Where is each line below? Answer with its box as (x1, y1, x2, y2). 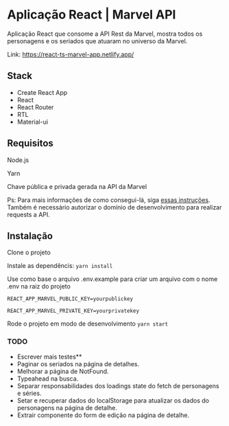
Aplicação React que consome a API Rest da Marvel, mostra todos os (7, 30, 203, 38)
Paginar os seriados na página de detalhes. (16, 359, 140, 368)
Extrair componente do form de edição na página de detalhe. (16, 411, 190, 419)
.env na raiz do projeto (7, 282, 71, 291)
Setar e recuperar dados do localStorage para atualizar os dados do (16, 396, 209, 405)
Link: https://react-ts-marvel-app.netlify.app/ (7, 50, 134, 58)
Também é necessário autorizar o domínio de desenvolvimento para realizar (7, 203, 222, 211)
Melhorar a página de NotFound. (16, 367, 109, 375)
